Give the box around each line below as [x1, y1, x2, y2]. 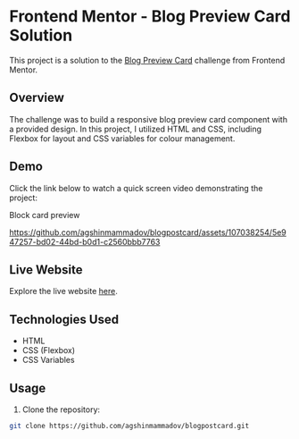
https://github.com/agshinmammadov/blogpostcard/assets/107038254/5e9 [9, 226, 287, 238]
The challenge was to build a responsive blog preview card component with [9, 114, 288, 124]
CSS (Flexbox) [21, 345, 76, 356]
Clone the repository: [21, 404, 101, 415]
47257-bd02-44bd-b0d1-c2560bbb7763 [9, 236, 161, 247]
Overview [9, 90, 65, 106]
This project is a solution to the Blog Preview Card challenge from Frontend [9, 55, 286, 65]
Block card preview [9, 209, 80, 220]
